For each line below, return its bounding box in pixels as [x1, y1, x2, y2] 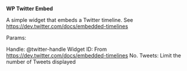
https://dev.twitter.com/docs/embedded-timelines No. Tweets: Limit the [6, 52, 181, 59]
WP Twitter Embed [6, 5, 53, 12]
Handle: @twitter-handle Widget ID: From [6, 46, 107, 53]
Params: [6, 34, 27, 41]
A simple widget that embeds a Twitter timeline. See [6, 17, 134, 23]
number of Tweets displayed [6, 59, 76, 65]
